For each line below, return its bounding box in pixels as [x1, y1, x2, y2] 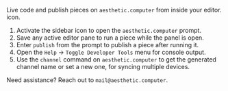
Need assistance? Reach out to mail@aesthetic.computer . [6, 76, 168, 84]
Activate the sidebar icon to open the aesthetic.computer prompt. [16, 27, 202, 34]
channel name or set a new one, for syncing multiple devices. [16, 63, 190, 70]
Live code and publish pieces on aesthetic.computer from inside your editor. [6, 6, 222, 14]
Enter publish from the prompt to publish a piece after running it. [16, 41, 199, 49]
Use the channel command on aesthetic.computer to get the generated [16, 55, 217, 64]
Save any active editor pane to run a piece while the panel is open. [16, 34, 205, 42]
